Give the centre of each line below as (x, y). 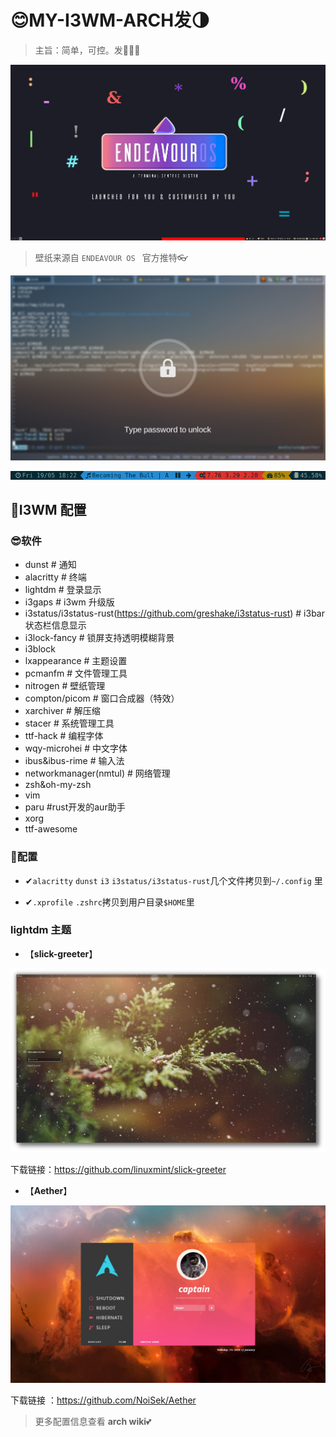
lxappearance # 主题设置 (76, 661)
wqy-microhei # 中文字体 (76, 748)
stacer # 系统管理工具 (69, 723)
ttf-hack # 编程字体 (64, 736)
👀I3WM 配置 (48, 509)
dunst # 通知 (50, 565)
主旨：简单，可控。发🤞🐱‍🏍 (87, 50)
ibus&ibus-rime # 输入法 (74, 761)
